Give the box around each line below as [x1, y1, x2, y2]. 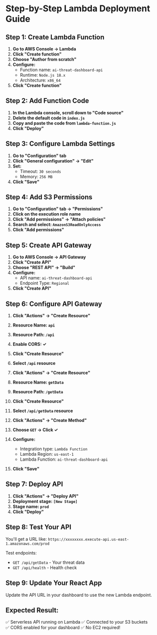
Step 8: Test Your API [5, 523, 71, 531]
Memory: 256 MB [20, 173, 53, 179]
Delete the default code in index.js [12, 115, 85, 121]
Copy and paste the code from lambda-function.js [12, 120, 116, 126]
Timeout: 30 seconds [20, 168, 62, 174]
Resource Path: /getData [12, 389, 63, 395]
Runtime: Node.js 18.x [20, 72, 66, 78]
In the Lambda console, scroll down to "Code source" [12, 110, 124, 115]
